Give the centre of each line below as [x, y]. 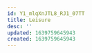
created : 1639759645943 [42, 39]
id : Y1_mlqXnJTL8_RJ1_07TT [46, 13]
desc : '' [20, 26]
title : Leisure [29, 20]
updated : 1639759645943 [42, 33]
